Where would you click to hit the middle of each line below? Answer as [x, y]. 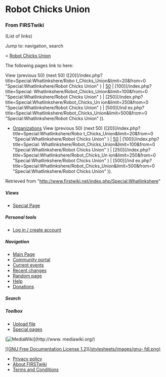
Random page [27, 276]
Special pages [27, 329]
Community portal [31, 260]
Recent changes [30, 271]
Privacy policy [27, 359]
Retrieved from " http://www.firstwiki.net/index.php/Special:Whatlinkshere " [83, 181]
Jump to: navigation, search [34, 46]
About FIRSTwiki [30, 364]
